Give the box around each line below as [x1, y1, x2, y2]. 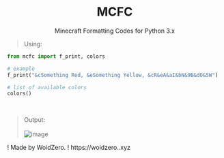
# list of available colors [7, 84, 87, 91]
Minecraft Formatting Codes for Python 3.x [54, 27, 176, 35]
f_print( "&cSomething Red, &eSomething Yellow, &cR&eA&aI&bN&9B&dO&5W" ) [7, 72, 219, 78]
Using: [23, 39, 42, 48]
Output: [23, 116, 46, 124]
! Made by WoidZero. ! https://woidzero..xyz [7, 144, 131, 152]
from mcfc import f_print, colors [7, 52, 106, 60]
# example [7, 65, 36, 72]
